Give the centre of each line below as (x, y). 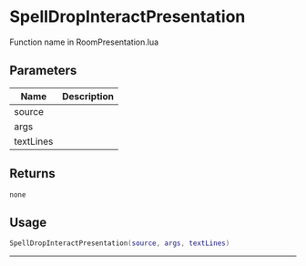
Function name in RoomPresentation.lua (84, 42)
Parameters (43, 71)
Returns (33, 174)
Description (88, 96)
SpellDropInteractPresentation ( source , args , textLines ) (120, 243)
